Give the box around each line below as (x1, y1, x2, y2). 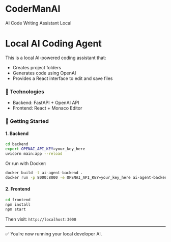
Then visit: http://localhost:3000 (5, 216, 76, 222)
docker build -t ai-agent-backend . (5, 170, 83, 175)
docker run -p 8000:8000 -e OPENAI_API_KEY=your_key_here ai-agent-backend (5, 175, 169, 180)
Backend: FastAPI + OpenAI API (12, 100, 79, 106)
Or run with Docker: (5, 160, 47, 166)
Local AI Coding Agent (5, 38, 102, 49)
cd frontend (5, 197, 31, 202)
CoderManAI (5, 3, 61, 15)
